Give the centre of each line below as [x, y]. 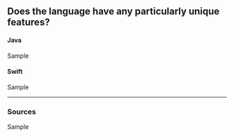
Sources [22, 112]
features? [29, 23]
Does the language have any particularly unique [114, 11]
